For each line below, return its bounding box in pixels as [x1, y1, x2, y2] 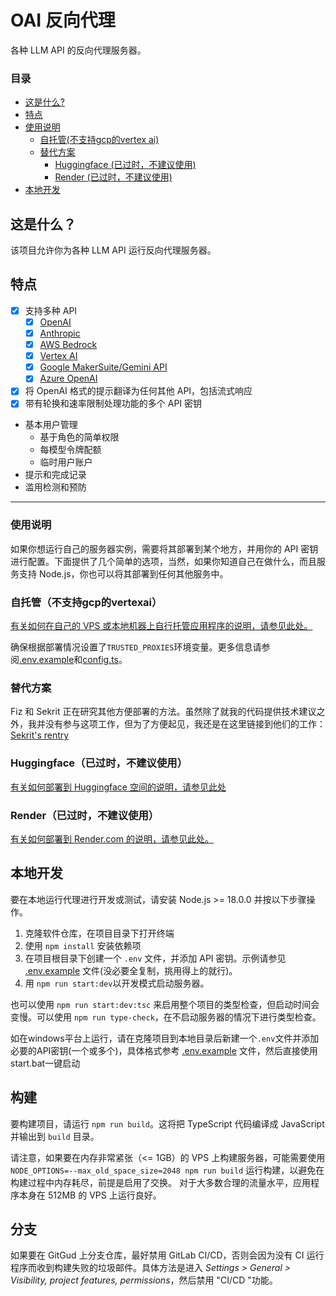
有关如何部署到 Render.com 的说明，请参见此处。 [10, 832, 214, 845]
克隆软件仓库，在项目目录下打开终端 [24, 927, 175, 939]
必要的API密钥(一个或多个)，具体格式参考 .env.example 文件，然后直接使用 [10, 1044, 318, 1056]
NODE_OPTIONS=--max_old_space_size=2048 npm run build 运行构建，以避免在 [10, 1164, 325, 1176]
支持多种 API [24, 304, 78, 316]
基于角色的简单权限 [39, 431, 120, 443]
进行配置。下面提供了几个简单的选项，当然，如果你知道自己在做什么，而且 [10, 555, 317, 567]
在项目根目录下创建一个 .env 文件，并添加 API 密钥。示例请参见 [24, 952, 287, 964]
